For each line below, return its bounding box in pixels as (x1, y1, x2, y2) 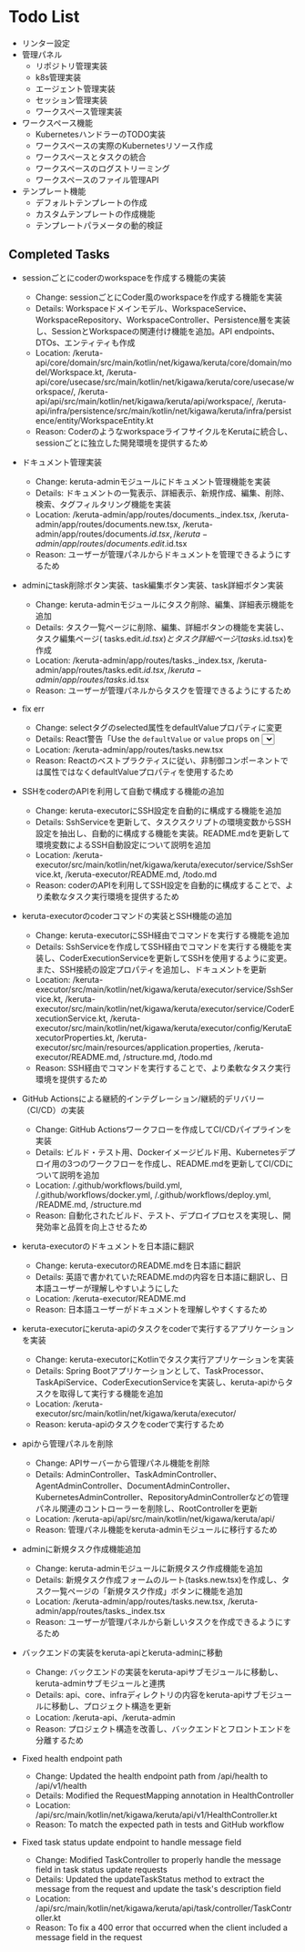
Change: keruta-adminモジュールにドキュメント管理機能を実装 (35, 475, 271, 486)
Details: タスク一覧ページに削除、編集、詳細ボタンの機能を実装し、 (35, 621, 290, 632)
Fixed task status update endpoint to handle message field (21, 1836, 242, 1847)
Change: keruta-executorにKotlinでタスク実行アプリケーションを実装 (35, 1354, 295, 1364)
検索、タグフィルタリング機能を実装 (35, 498, 172, 509)
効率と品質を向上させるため (43, 1221, 147, 1231)
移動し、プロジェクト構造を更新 (51, 1701, 172, 1712)
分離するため (35, 1734, 84, 1745)
